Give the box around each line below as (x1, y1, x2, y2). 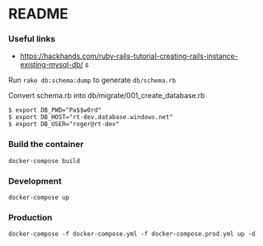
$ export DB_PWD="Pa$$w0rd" (8, 106, 102, 114)
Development (8, 175, 62, 186)
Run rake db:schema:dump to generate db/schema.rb (8, 75, 177, 85)
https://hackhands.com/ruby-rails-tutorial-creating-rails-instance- (19, 51, 238, 61)
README (8, 5, 69, 23)
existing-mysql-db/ (19, 60, 84, 69)
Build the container (8, 139, 84, 150)
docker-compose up (8, 193, 70, 202)
